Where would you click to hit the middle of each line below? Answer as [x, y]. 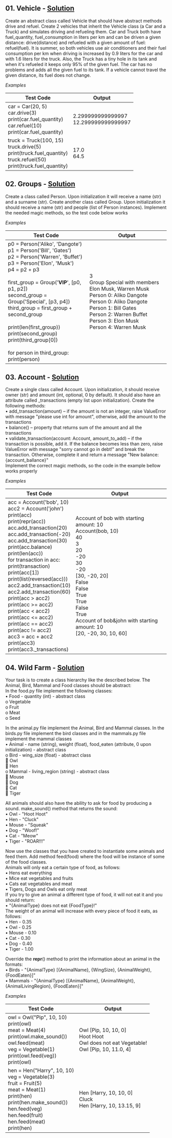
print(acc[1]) [24, 573]
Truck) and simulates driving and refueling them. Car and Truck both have [83, 31]
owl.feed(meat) [26, 1043]
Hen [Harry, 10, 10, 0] [106, 1093]
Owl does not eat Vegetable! [113, 1043]
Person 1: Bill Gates [113, 308]
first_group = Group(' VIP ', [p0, [45, 282]
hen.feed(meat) [27, 1122]
